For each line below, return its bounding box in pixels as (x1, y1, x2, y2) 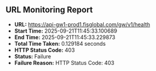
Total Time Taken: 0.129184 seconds (14, 40, 106, 47)
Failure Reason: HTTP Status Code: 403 (14, 59, 115, 66)
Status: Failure (14, 52, 52, 60)
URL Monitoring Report (5, 5, 94, 15)
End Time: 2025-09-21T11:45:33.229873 (14, 33, 116, 41)
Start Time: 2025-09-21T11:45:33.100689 (14, 27, 118, 34)
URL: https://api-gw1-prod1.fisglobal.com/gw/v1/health (14, 20, 151, 28)
